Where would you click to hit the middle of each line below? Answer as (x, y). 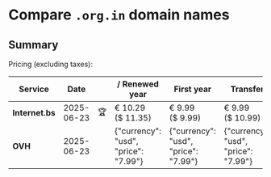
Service (34, 89)
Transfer (247, 89)
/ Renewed (138, 84)
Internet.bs (34, 113)
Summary (33, 45)
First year (193, 89)
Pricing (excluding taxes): (51, 64)
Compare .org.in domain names (119, 15)
